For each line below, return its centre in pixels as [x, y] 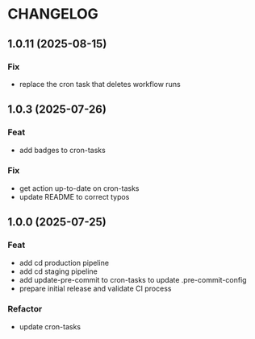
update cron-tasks [50, 326]
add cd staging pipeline [58, 271]
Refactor [25, 309]
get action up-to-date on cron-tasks [79, 188]
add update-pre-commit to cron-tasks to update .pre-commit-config [133, 279]
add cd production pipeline [64, 263]
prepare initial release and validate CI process [95, 288]
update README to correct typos [74, 196]
